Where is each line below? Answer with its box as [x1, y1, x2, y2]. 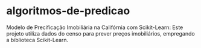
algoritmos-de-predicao [6, 4, 130, 18]
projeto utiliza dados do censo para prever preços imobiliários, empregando [6, 30, 195, 37]
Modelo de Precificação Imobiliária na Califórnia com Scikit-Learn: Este [6, 24, 183, 31]
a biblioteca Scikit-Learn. [6, 36, 69, 43]
